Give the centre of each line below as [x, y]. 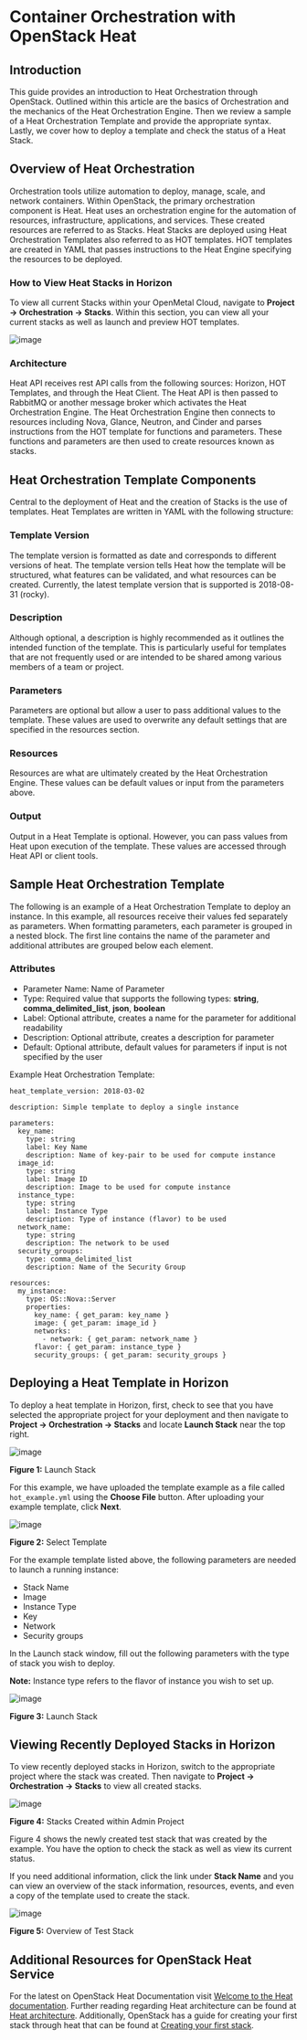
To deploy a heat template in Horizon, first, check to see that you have [142, 1405]
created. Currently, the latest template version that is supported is [133, 584]
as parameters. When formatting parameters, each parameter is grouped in [151, 925]
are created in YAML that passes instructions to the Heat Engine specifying [151, 249]
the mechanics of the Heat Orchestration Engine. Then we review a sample [150, 111]
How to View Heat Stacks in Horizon [91, 282]
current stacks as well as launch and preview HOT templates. [125, 322]
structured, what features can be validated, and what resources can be [143, 575]
